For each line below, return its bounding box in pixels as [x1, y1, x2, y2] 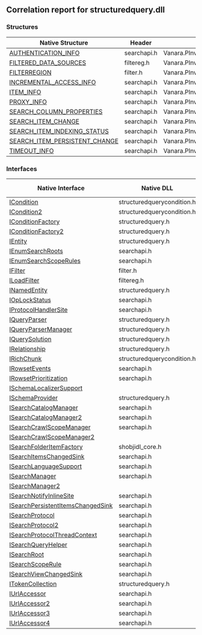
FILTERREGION [9, 68, 52, 77]
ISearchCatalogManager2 [9, 413, 82, 421]
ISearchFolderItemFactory [9, 442, 83, 451]
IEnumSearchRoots [9, 246, 63, 255]
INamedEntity [9, 286, 48, 294]
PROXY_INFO [9, 98, 47, 106]
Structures [6, 23, 38, 31]
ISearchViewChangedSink [9, 569, 83, 578]
